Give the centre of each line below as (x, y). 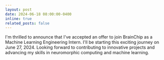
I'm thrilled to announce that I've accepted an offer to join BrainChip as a (79, 37)
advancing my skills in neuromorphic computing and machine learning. (77, 53)
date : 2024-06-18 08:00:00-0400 (38, 14)
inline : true (19, 19)
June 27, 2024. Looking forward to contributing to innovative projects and (80, 47)
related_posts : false (27, 23)
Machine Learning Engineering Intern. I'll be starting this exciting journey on (82, 42)
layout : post (19, 10)
